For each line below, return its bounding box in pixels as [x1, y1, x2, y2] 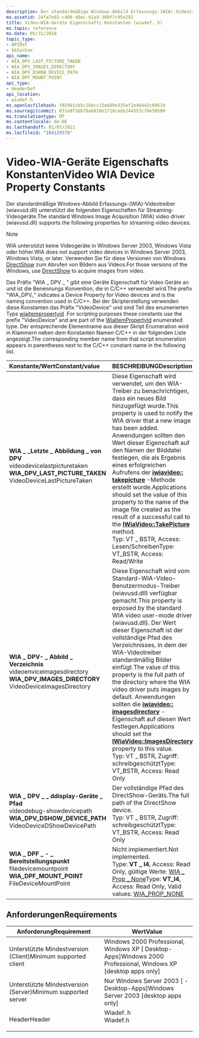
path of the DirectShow [112, 798, 176, 806]
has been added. [112, 424, 159, 432]
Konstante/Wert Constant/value [9, 362, 100, 370]
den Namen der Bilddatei [112, 446, 181, 454]
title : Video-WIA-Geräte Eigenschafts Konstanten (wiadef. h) [6, 20, 163, 25]
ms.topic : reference [6, 25, 57, 31]
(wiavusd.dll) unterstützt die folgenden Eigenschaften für [6, 206, 145, 213]
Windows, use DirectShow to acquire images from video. [6, 267, 145, 274]
